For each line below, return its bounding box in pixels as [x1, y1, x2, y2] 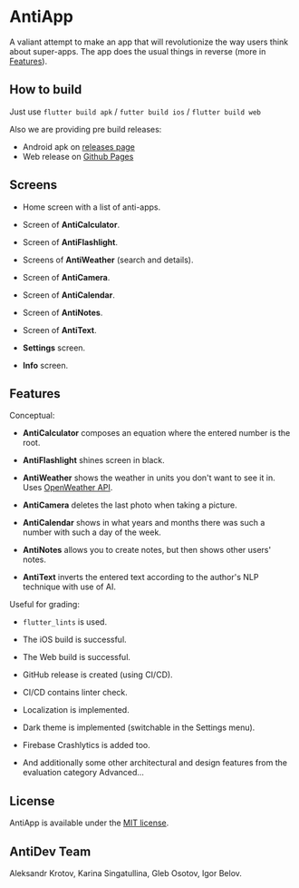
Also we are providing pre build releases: [9, 123, 162, 134]
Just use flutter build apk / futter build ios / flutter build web [9, 106, 261, 117]
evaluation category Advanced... [22, 767, 145, 778]
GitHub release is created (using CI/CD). [22, 669, 174, 680]
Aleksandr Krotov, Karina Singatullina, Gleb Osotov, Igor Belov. [9, 868, 243, 878]
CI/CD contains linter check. [22, 687, 129, 698]
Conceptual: [9, 410, 55, 421]
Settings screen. [22, 342, 86, 353]
